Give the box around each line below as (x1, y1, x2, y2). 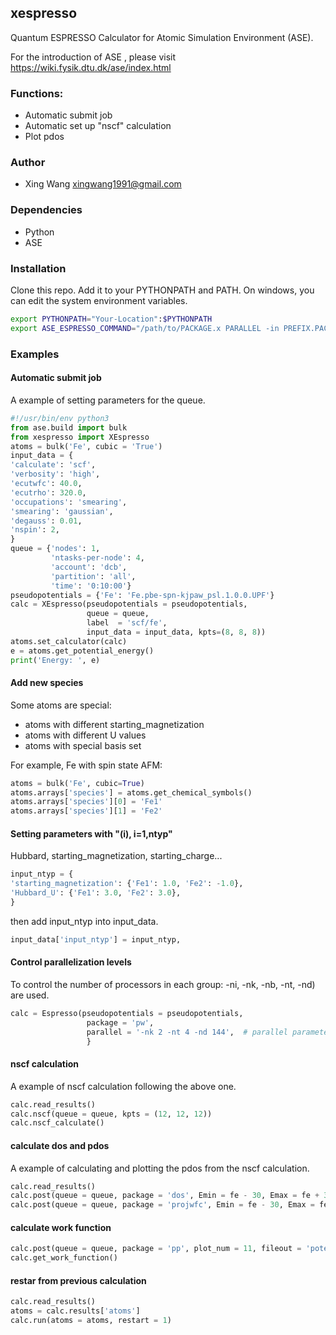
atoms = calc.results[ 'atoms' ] (10, 1306, 141, 1316)
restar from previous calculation (10, 1274, 147, 1286)
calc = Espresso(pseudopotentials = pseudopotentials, (10, 1008, 244, 1018)
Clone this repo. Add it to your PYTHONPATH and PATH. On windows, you (10, 284, 315, 296)
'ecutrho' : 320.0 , (10, 487, 87, 498)
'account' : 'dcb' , (50, 562, 128, 572)
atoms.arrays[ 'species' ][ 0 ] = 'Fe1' (10, 797, 163, 807)
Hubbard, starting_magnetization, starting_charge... (10, 850, 223, 862)
